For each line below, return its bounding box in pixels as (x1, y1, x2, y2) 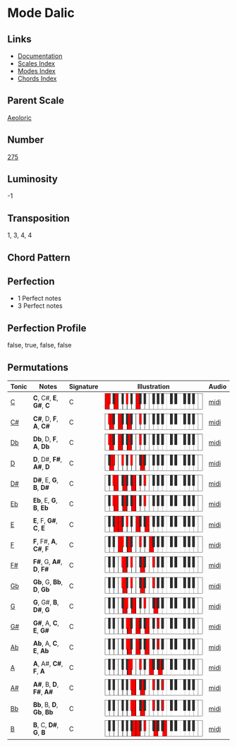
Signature (69, 382, 99, 390)
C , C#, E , (32, 394, 59, 402)
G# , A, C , (32, 618, 60, 627)
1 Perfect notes (17, 294, 62, 303)
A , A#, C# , (32, 659, 63, 668)
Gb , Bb (32, 708, 54, 717)
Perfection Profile (7, 322, 87, 334)
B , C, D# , (32, 721, 59, 729)
